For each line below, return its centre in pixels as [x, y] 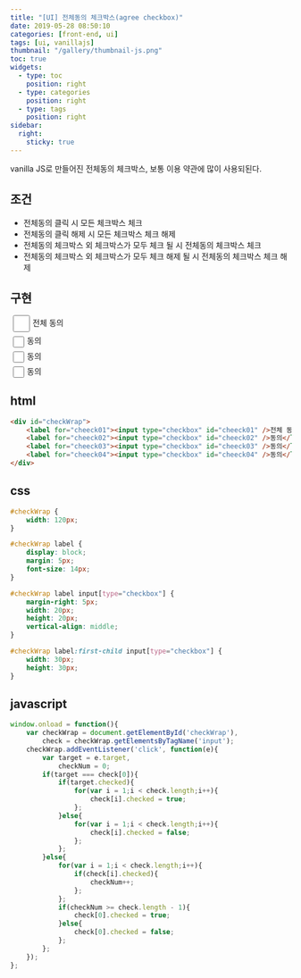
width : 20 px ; [50, 610]
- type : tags [42, 109]
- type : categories [54, 92]
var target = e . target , [86, 757]
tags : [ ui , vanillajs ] [52, 42]
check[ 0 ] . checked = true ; [122, 915]
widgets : [26, 68]
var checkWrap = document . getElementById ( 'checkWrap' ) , [133, 733]
